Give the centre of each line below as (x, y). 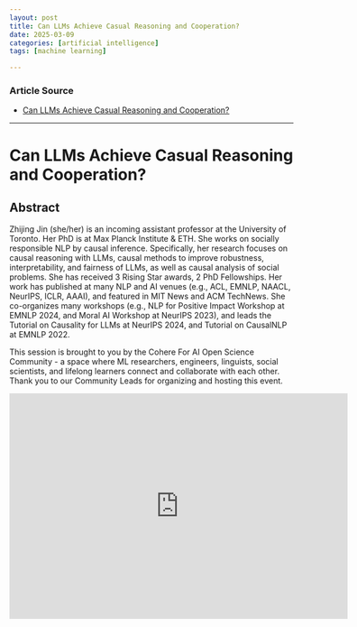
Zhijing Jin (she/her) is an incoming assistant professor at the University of (148, 229)
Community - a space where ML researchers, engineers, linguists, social (144, 362)
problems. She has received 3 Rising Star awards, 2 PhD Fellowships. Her (146, 277)
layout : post (34, 18)
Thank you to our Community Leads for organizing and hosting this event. (146, 381)
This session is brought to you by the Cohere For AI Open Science (132, 352)
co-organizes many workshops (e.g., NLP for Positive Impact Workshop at (147, 306)
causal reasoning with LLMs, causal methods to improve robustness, (137, 258)
